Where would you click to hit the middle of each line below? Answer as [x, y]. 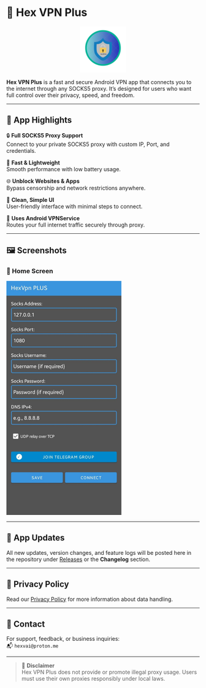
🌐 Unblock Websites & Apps [43, 181]
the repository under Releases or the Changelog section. [78, 559]
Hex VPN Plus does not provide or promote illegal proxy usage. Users [109, 672]
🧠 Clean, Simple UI [30, 199]
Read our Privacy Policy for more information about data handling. [90, 599]
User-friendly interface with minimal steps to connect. [74, 206]
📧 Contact [26, 624]
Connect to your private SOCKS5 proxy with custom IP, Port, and [88, 144]
